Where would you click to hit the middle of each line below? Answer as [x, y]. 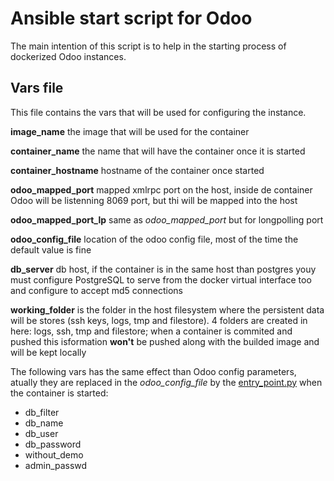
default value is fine [51, 249]
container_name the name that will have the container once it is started [158, 151]
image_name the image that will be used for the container [130, 131]
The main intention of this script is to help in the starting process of [148, 46]
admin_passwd [56, 465]
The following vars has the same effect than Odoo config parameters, [153, 371]
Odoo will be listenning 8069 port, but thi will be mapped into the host [154, 200]
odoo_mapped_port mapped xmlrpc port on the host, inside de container [161, 189]
